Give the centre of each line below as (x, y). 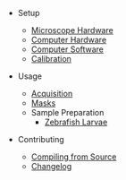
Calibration (51, 59)
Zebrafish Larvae (76, 122)
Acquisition (52, 94)
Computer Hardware (69, 40)
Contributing (41, 139)
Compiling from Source (74, 157)
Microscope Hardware (72, 30)
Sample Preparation (67, 112)
